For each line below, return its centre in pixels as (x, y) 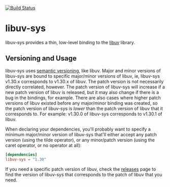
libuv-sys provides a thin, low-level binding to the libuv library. (70, 42)
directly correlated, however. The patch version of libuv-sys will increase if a (85, 87)
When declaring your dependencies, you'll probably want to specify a (78, 129)
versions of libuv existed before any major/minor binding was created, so (81, 103)
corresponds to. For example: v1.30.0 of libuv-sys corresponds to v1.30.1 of (84, 114)
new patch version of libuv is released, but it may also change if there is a (82, 92)
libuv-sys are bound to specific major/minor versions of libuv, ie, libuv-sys (82, 76)
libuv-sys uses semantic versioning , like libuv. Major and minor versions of (83, 71)
